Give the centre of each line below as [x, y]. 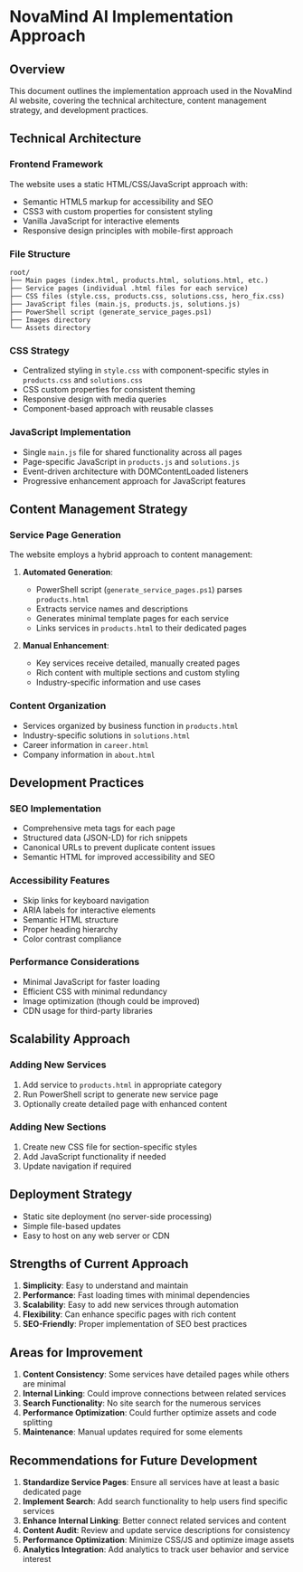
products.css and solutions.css [82, 380]
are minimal [44, 1384]
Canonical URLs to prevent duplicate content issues [118, 848]
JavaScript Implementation [70, 432]
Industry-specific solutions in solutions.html [106, 735]
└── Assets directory [50, 327]
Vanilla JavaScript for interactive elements [101, 221]
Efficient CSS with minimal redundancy [95, 991]
